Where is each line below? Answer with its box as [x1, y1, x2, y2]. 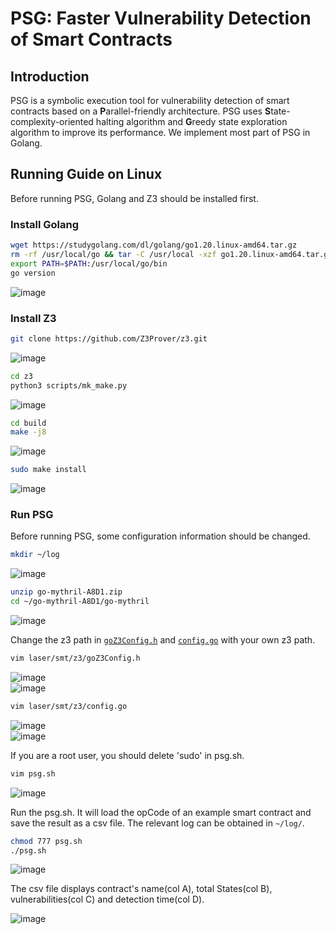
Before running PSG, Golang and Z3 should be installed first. [10, 192, 259, 204]
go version [10, 268, 56, 278]
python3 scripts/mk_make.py [10, 380, 128, 391]
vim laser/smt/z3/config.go [10, 701, 128, 711]
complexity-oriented [10, 116, 94, 127]
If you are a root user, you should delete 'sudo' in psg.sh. [10, 749, 245, 761]
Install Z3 [10, 311, 57, 325]
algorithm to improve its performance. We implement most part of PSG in [10, 127, 311, 138]
